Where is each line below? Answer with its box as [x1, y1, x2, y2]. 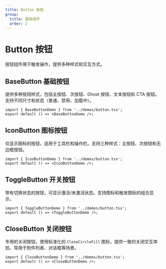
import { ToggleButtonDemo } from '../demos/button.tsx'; [5, 206, 127, 211]
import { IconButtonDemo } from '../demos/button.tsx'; [5, 157, 123, 161]
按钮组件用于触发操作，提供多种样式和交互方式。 [5, 61, 105, 67]
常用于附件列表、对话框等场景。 [13, 245, 79, 251]
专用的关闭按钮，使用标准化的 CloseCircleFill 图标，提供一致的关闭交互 [5, 239, 154, 245]
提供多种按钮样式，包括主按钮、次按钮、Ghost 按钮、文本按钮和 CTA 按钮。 [5, 91, 160, 97]
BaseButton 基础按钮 [5, 77, 70, 86]
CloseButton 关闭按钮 [5, 225, 72, 233]
